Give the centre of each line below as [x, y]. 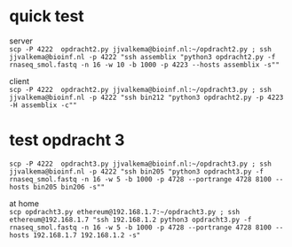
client [19, 81]
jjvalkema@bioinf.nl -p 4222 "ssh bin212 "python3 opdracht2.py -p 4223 [146, 97]
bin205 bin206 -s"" [68, 187]
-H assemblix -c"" [43, 105]
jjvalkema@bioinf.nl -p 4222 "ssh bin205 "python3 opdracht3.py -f [137, 171]
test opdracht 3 [67, 140]
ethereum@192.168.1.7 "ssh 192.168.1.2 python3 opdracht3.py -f [130, 220]
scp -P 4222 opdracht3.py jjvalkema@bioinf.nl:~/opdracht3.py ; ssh [141, 164]
